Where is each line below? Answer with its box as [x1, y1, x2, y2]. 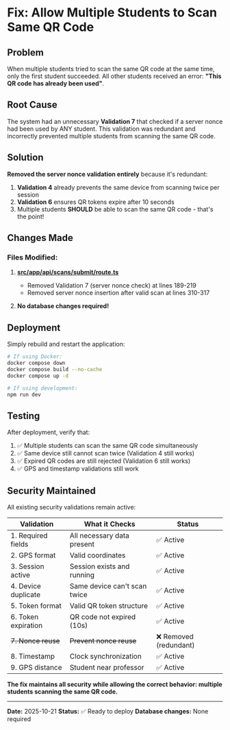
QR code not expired [69, 612, 136, 621]
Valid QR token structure [69, 601, 149, 610]
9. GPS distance [10, 663, 63, 672]
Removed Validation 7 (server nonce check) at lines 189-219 [27, 281, 196, 290]
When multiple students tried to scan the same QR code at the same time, [7, 65, 215, 73]
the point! [16, 212, 44, 221]
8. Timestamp [10, 652, 55, 661]
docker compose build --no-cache [7, 366, 103, 373]
